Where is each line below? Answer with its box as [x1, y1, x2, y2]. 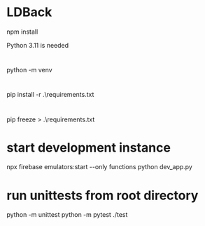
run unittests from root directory [6, 187, 199, 204]
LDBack [6, 4, 52, 20]
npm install [6, 27, 38, 36]
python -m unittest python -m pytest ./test [6, 211, 128, 219]
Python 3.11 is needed [6, 41, 69, 49]
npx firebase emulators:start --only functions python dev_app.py [6, 163, 193, 171]
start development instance [6, 140, 171, 155]
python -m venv [6, 66, 53, 74]
